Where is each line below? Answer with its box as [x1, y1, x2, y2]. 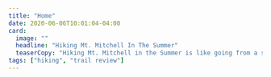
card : [8, 26, 27, 34]
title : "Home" [8, 11, 56, 20]
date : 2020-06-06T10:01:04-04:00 [8, 19, 121, 27]
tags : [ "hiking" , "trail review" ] [8, 57, 125, 65]
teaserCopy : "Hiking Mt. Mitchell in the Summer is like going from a [15, 49, 258, 57]
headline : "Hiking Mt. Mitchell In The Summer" [15, 42, 179, 50]
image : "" [15, 34, 48, 43]
